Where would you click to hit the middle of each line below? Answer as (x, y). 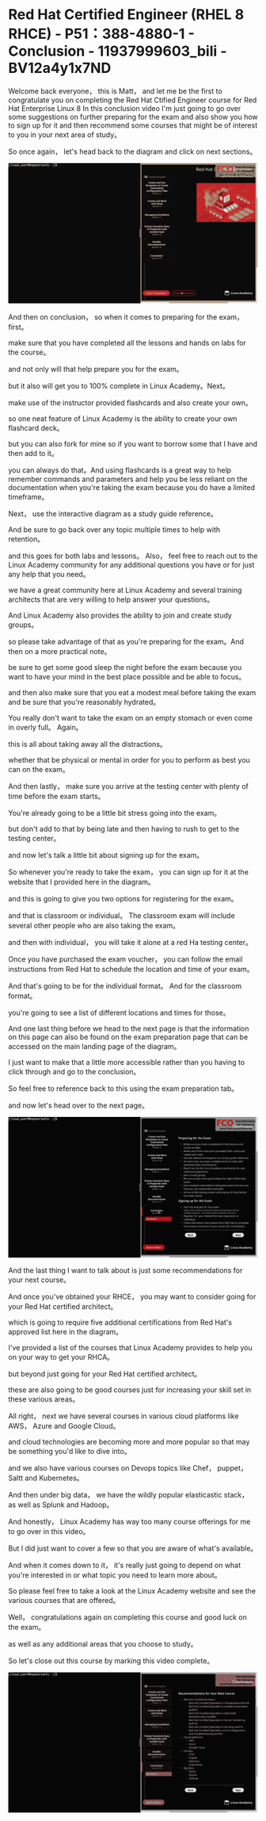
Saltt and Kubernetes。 (46, 1478)
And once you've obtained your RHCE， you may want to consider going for (132, 1296)
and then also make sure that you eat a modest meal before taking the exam (132, 693)
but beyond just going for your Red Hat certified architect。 (105, 1374)
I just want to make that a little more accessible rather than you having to (127, 1062)
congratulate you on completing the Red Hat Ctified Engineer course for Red (133, 100)
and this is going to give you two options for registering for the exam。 (123, 899)
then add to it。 (33, 453)
